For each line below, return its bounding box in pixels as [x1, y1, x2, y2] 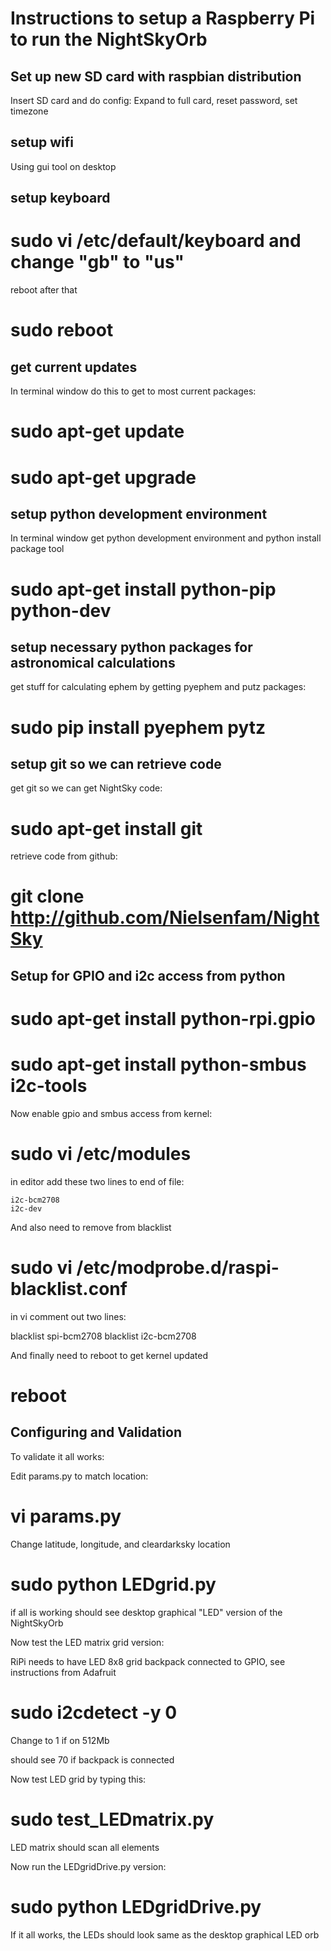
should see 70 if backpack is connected [10, 1753, 175, 1766]
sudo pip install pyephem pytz [10, 716, 267, 739]
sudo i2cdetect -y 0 [10, 1701, 178, 1724]
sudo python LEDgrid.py [10, 1573, 217, 1596]
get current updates [10, 358, 138, 376]
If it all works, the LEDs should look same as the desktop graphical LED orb [10, 1928, 320, 1941]
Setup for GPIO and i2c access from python [10, 967, 286, 984]
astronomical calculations [10, 654, 176, 671]
